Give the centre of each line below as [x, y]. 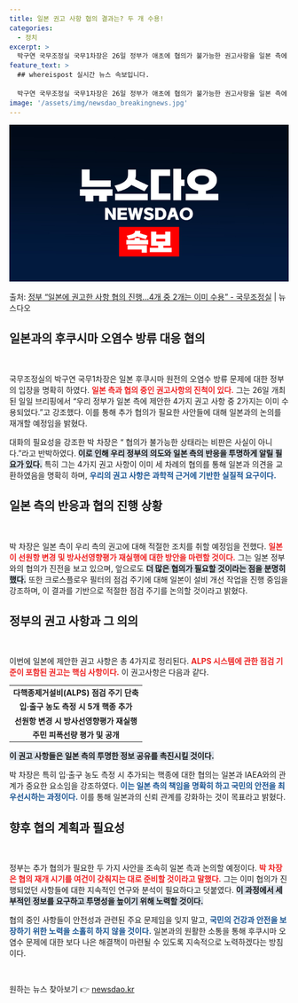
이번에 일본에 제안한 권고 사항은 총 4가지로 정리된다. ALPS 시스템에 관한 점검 [142, 662]
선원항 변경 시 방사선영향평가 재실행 [76, 721]
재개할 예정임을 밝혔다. [48, 423]
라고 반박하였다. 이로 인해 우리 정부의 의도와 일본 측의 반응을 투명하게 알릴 [148, 453]
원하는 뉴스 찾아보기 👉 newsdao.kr [72, 990]
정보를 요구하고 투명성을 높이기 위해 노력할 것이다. [118, 901]
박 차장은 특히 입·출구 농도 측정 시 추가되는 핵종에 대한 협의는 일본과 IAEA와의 [143, 775]
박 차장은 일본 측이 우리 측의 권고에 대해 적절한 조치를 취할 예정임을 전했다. [138, 546]
